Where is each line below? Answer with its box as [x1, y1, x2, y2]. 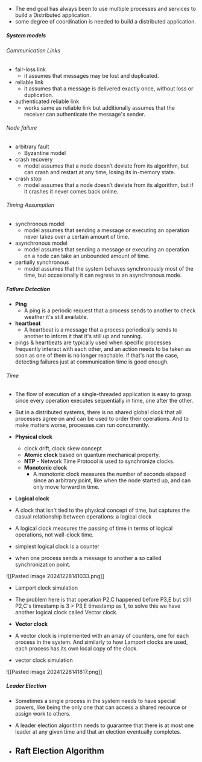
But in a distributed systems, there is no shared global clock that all [14, 409, 182, 416]
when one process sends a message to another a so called [14, 555, 162, 562]
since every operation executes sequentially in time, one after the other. [14, 397, 194, 405]
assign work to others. [14, 710, 71, 717]
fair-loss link [14, 66, 46, 73]
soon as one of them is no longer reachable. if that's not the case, [14, 351, 179, 359]
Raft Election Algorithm [14, 746, 104, 756]
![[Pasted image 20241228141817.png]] [6, 669, 103, 676]
